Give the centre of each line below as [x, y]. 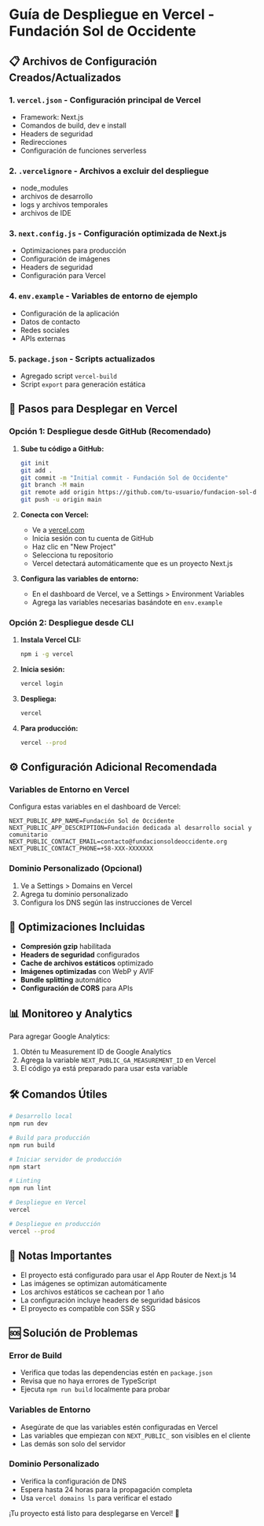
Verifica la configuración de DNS [73, 1481]
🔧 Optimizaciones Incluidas [77, 927]
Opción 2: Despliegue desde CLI [71, 622]
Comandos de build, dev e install [73, 125]
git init [35, 463]
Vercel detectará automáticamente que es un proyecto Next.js [132, 563]
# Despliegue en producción [55, 1224]
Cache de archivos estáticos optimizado [87, 963]
